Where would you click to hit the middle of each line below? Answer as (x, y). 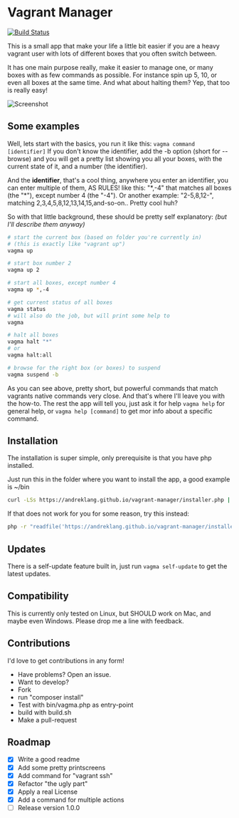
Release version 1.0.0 (49, 807)
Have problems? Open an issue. (64, 674)
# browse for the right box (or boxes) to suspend (84, 368)
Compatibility (38, 596)
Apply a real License (48, 792)
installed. (21, 466)
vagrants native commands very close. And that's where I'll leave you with (116, 396)
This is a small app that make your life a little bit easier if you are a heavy (114, 46)
